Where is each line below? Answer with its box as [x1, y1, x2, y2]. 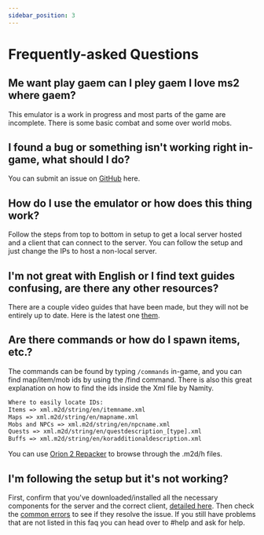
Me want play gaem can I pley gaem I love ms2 [8, 76, 240, 90]
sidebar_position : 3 [8, 11, 76, 20]
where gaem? [8, 89, 76, 102]
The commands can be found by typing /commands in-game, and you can [8, 366, 242, 376]
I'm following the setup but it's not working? [8, 472, 229, 486]
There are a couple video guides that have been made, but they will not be [8, 302, 249, 312]
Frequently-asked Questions [8, 45, 199, 63]
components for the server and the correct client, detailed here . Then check [8, 500, 255, 511]
